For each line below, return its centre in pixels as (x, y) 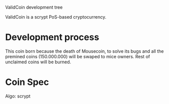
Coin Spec (27, 82)
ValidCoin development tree (34, 7)
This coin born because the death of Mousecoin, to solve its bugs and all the (84, 51)
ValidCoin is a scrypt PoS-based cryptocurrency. (56, 17)
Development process (52, 37)
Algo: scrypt (18, 96)
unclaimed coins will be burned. (38, 62)
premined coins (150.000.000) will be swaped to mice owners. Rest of (78, 56)
